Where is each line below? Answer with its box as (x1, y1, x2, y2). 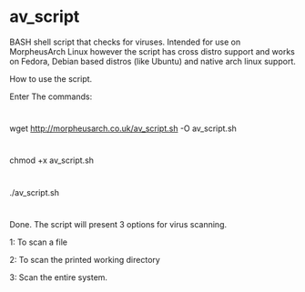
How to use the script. (9, 73, 93, 84)
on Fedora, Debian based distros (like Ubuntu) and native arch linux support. (9, 55, 296, 66)
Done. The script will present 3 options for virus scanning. (9, 218, 228, 229)
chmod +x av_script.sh (9, 155, 94, 166)
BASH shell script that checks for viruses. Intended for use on (9, 36, 241, 47)
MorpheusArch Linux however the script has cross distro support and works (9, 45, 296, 56)
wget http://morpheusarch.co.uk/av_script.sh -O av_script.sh (9, 123, 237, 134)
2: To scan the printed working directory (9, 254, 161, 265)
